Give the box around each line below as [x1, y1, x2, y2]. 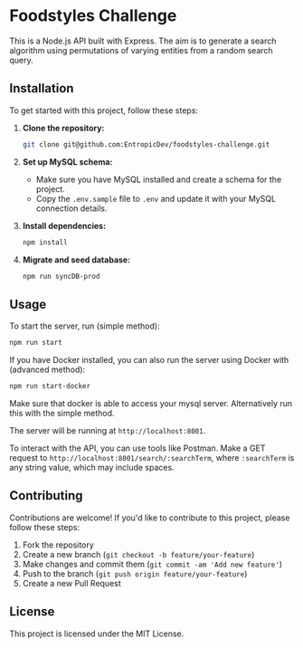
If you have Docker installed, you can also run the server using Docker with [9, 355, 289, 366]
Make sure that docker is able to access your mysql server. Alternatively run [9, 397, 293, 408]
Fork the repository [22, 539, 95, 550]
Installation [9, 81, 74, 96]
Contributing [9, 488, 83, 503]
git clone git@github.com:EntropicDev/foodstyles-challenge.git [22, 139, 270, 149]
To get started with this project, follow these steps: [9, 105, 199, 116]
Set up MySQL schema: [22, 156, 113, 167]
